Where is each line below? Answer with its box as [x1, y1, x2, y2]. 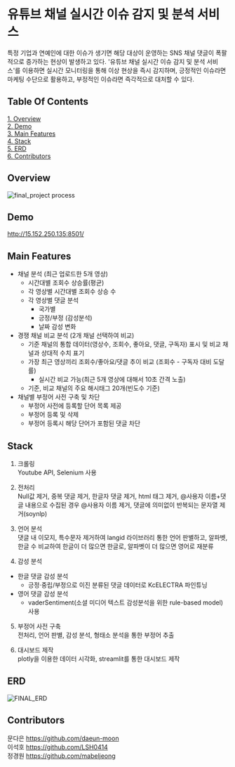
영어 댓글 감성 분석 [17, 590, 69, 598]
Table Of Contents [7, 96, 89, 108]
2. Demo [7, 122, 32, 130]
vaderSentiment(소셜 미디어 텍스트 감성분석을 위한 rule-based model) [27, 598, 223, 607]
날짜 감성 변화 [38, 323, 76, 331]
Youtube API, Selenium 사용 [17, 468, 97, 477]
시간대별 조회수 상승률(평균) [27, 278, 105, 287]
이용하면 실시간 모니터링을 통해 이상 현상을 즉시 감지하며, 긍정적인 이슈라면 [22, 66, 227, 75]
